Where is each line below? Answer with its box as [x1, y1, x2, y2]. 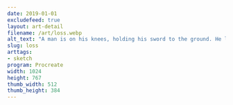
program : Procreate [7, 61, 64, 68]
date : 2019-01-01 [7, 10, 58, 17]
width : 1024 [7, 68, 42, 75]
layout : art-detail [7, 23, 64, 30]
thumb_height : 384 [7, 87, 60, 94]
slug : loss [7, 42, 39, 49]
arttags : [7, 49, 33, 56]
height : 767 [7, 74, 42, 82]
